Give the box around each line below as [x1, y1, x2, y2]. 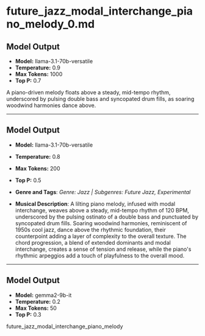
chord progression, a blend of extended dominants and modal [15, 239, 171, 246]
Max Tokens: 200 [15, 164, 60, 172]
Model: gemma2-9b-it [15, 291, 72, 299]
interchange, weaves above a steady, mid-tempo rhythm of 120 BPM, [15, 206, 189, 214]
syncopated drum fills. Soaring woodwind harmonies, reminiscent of [15, 219, 187, 226]
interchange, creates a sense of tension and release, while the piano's [15, 245, 192, 253]
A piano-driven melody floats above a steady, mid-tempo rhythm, [6, 89, 171, 96]
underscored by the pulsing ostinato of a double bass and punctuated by [15, 213, 199, 220]
